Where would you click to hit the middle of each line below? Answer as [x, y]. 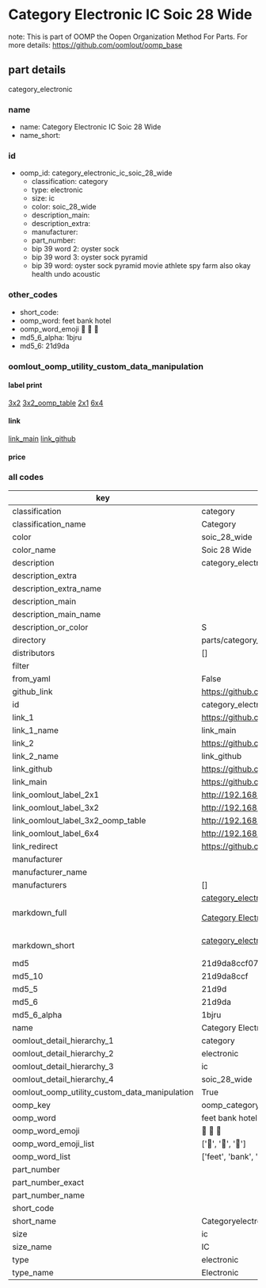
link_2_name [36, 756]
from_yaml [32, 678]
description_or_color [50, 627]
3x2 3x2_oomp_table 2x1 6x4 [56, 403]
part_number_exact [48, 1182]
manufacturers [40, 884]
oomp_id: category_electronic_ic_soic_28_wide [96, 173]
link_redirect [35, 846]
